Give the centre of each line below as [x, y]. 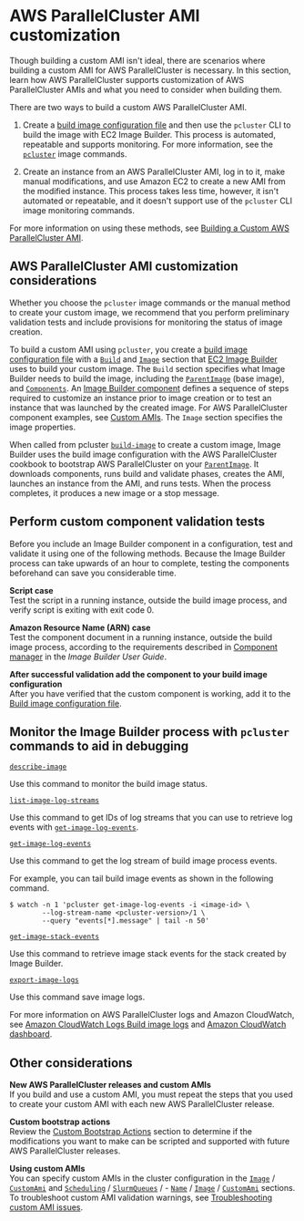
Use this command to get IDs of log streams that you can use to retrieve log [151, 818]
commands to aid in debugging [99, 745]
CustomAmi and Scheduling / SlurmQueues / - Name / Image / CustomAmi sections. [152, 1188]
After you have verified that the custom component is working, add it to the [150, 693]
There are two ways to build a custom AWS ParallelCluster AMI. [128, 107]
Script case [31, 590]
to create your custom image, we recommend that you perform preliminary [149, 312]
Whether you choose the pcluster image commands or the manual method [150, 303]
